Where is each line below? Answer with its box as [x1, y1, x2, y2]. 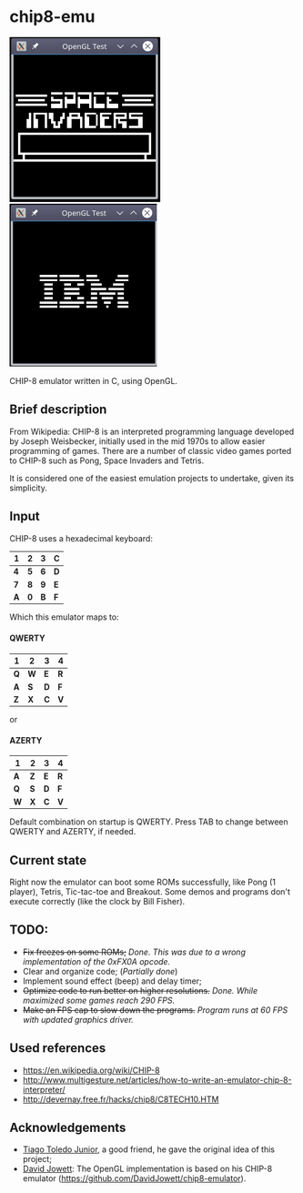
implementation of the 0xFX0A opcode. [22, 955, 171, 966]
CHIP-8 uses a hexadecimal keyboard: [9, 532, 153, 543]
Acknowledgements [9, 1120, 126, 1136]
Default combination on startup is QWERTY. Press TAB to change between [9, 816, 288, 827]
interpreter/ [22, 1084, 66, 1095]
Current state [9, 853, 87, 868]
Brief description [9, 402, 107, 418]
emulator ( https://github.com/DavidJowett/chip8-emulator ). [22, 1173, 247, 1184]
